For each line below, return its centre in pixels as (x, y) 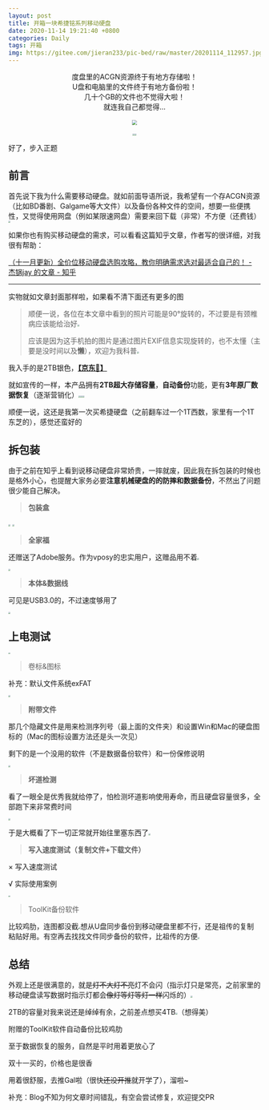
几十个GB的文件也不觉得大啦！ (134, 97)
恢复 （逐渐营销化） (46, 395)
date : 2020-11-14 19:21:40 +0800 (64, 30)
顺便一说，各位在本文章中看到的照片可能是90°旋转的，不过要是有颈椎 (143, 314)
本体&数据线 (48, 583)
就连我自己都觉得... (134, 107)
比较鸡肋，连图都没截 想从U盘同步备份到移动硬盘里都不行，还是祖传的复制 (131, 926)
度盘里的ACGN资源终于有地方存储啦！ (134, 77)
